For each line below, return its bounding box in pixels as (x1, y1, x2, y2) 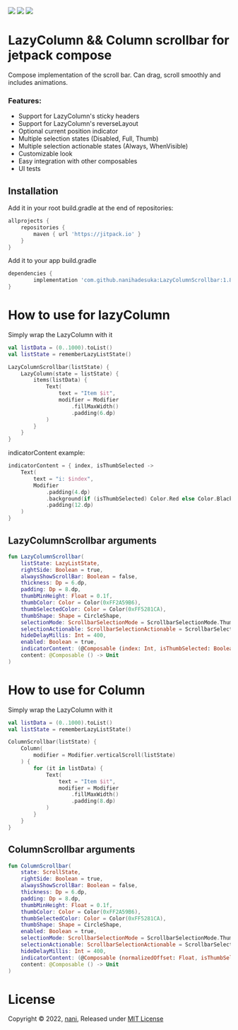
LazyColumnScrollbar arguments (8, 534, 157, 546)
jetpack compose (8, 47, 112, 64)
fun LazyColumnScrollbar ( (8, 553, 84, 560)
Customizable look (18, 149, 73, 158)
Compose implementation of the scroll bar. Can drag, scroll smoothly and (8, 71, 221, 79)
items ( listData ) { (33, 377, 88, 384)
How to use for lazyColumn (8, 308, 170, 323)
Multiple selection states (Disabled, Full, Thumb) (18, 134, 159, 143)
